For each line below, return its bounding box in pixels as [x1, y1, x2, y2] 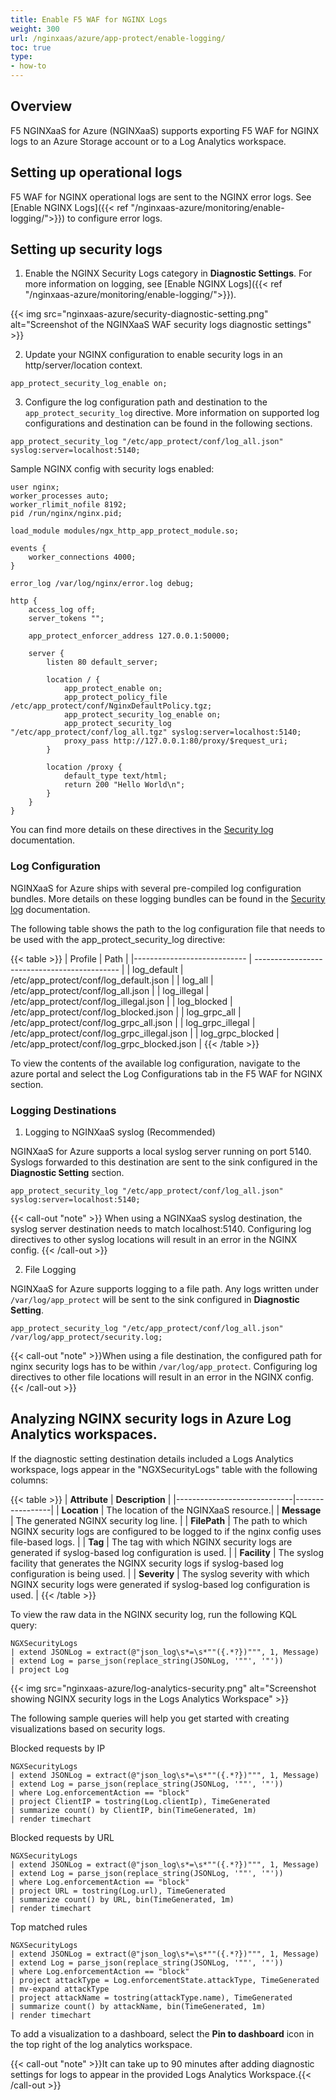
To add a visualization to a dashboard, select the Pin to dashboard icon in [10, 2027, 315, 2040]
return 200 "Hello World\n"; [63, 780, 186, 790]
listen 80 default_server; [46, 657, 159, 668]
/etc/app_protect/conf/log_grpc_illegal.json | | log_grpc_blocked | [10, 1027, 280, 1039]
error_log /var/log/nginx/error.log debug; [10, 579, 195, 589]
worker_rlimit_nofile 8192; [10, 500, 128, 510]
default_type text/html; [63, 771, 168, 781]
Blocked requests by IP [10, 1742, 106, 1754]
